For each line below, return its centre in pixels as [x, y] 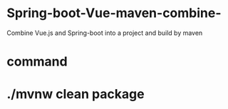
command [37, 62]
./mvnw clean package [76, 94]
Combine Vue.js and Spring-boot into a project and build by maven [105, 33]
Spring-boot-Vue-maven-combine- [114, 13]
